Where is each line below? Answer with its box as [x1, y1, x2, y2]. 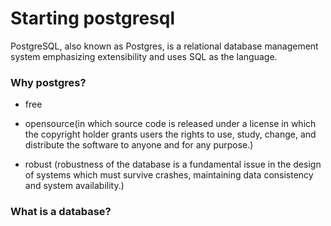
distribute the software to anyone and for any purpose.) [24, 139, 254, 151]
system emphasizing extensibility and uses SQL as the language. [10, 50, 278, 62]
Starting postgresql [10, 7, 176, 30]
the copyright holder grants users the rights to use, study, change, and [24, 128, 317, 141]
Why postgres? [10, 75, 87, 89]
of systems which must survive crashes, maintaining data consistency [24, 169, 314, 181]
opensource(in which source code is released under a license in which [24, 118, 317, 130]
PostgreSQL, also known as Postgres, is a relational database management [10, 40, 319, 52]
